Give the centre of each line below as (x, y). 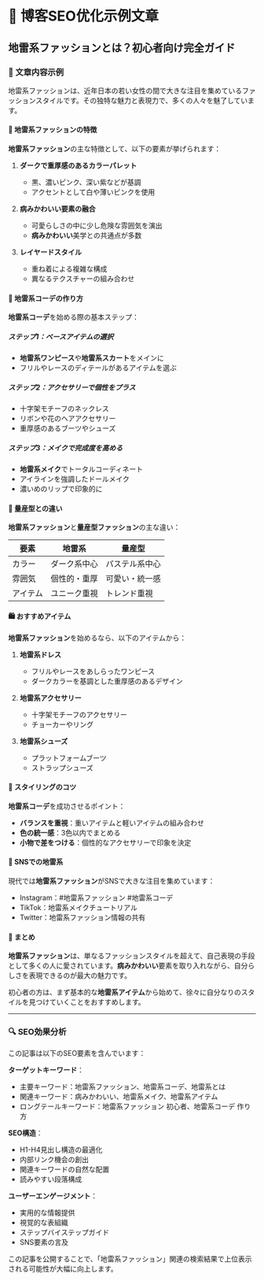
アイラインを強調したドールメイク (74, 479)
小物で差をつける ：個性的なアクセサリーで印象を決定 (105, 842)
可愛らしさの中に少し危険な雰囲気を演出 (97, 226)
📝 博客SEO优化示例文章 (83, 16)
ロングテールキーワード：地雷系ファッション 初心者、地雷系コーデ (127, 1106)
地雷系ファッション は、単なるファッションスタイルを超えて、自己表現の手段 (132, 956)
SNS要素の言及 (44, 1242)
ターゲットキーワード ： (46, 1070)
